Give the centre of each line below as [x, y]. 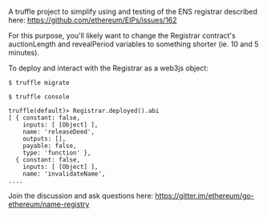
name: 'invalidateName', [64, 174]
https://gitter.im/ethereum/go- [205, 196]
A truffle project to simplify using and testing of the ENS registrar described [133, 12]
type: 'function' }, [57, 153]
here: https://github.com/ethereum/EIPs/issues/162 [93, 20]
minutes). [24, 52]
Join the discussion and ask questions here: [81, 196]
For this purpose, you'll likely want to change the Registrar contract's [122, 36]
